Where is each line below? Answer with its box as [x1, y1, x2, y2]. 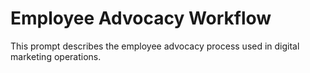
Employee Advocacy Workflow [10, 7, 272, 30]
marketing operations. [10, 50, 102, 62]
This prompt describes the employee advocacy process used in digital [10, 40, 300, 52]
